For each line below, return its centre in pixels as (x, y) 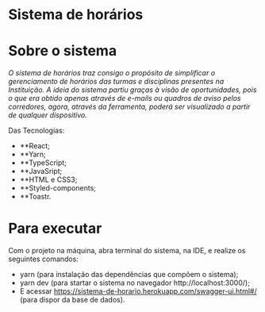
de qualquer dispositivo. (48, 115)
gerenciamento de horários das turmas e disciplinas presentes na (116, 82)
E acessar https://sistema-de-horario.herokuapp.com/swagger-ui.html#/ (138, 291)
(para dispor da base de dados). (72, 300)
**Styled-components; (58, 188)
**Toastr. (35, 197)
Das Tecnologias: (36, 131)
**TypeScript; (43, 163)
